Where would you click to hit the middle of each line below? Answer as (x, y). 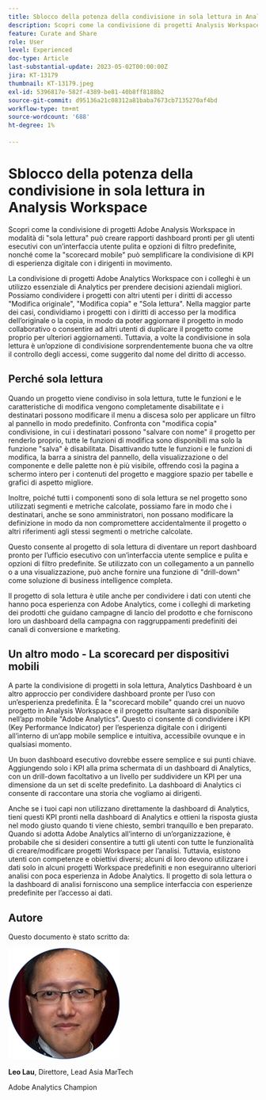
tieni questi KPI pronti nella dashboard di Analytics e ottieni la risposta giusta (133, 817)
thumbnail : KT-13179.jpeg (51, 83)
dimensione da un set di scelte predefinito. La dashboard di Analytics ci (125, 785)
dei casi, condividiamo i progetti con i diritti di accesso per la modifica (122, 312)
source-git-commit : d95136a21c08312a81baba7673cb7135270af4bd (113, 100)
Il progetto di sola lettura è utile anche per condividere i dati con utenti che (129, 596)
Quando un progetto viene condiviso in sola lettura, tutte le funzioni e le (125, 398)
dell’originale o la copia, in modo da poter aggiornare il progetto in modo (126, 320)
